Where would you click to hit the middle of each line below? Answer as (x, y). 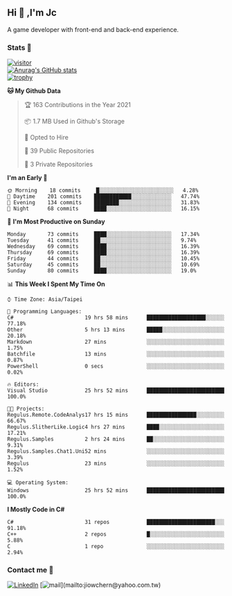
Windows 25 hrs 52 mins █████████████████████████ (116, 490)
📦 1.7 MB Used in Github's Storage (74, 122)
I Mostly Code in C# (36, 510)
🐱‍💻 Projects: (26, 409)
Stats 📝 (19, 47)
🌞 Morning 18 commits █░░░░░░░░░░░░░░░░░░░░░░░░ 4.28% (103, 191)
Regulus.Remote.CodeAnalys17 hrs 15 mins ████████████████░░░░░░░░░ (116, 415)
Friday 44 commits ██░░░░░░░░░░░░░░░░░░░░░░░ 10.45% (103, 259)
